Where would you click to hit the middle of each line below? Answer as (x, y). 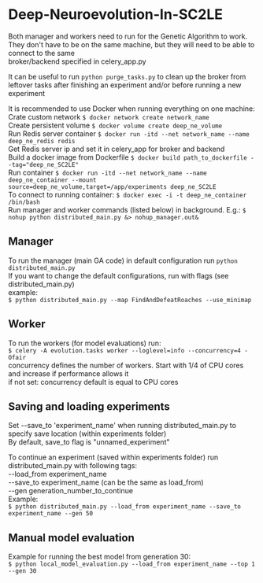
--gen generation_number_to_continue (71, 491)
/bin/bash (24, 202)
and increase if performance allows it (69, 373)
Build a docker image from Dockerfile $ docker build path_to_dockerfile (128, 157)
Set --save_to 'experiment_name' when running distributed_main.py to (122, 426)
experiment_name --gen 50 (50, 514)
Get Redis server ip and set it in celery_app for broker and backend (117, 149)
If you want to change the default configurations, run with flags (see (119, 275)
